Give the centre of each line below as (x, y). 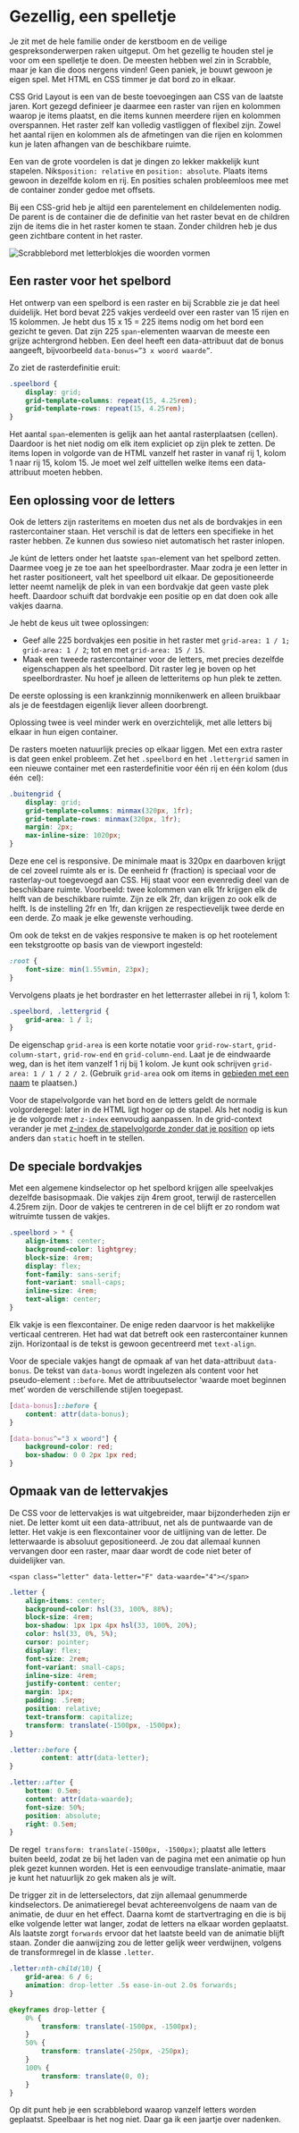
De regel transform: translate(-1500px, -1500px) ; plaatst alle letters (137, 1850)
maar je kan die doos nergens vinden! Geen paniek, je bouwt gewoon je (141, 70)
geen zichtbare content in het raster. (76, 235)
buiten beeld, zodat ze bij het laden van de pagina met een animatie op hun (147, 1859)
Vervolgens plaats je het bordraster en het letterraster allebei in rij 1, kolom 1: (149, 995)
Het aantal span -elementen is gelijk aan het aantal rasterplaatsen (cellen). (144, 434)
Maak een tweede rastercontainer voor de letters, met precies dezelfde (153, 659)
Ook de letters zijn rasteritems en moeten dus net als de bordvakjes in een (146, 521)
